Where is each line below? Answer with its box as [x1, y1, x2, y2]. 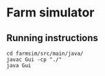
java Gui [6, 62, 32, 69]
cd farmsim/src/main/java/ [6, 50, 84, 57]
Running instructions [6, 32, 99, 44]
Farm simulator [6, 5, 95, 21]
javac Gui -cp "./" [6, 56, 62, 63]
